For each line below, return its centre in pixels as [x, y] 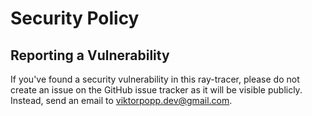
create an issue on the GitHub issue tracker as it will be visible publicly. [156, 90]
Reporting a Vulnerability [90, 55]
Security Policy [75, 18]
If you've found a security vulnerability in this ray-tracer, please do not [155, 79]
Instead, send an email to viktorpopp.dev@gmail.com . [121, 100]
